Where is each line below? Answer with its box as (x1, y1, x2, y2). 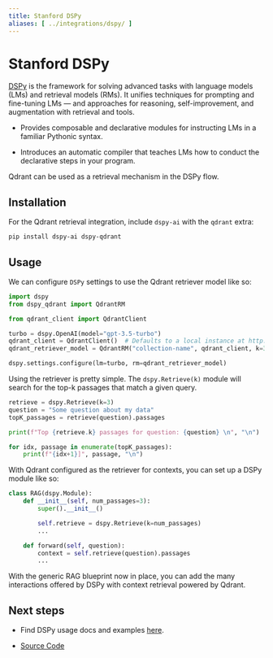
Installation (8, 195, 67, 209)
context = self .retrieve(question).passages (37, 549, 191, 557)
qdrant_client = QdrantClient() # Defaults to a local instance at (8, 337, 245, 346)
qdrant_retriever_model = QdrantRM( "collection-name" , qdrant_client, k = (8, 345, 264, 353)
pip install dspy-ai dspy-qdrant (8, 233, 122, 241)
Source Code (19, 641, 65, 651)
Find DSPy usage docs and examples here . (19, 625, 164, 635)
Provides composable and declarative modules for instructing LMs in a (19, 123, 257, 133)
